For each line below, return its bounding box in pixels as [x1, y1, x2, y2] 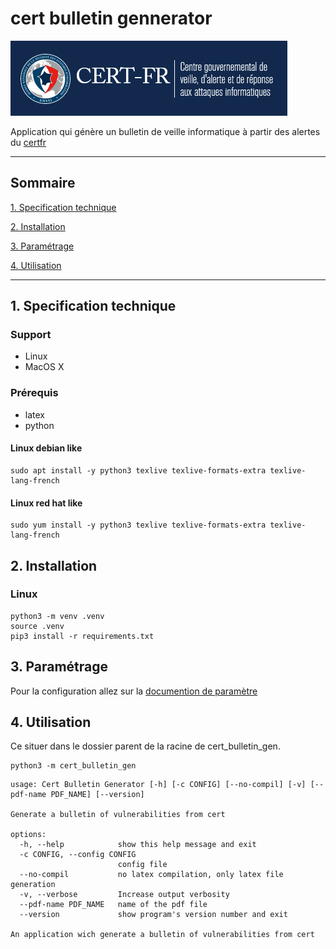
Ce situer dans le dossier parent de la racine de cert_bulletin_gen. [10, 740, 281, 752]
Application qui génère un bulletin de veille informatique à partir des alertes [10, 125, 321, 137]
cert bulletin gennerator [10, 7, 213, 30]
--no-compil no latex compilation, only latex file [19, 870, 284, 880]
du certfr [10, 136, 47, 148]
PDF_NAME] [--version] [50, 790, 145, 800]
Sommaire [10, 175, 76, 192]
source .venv [10, 621, 65, 631]
